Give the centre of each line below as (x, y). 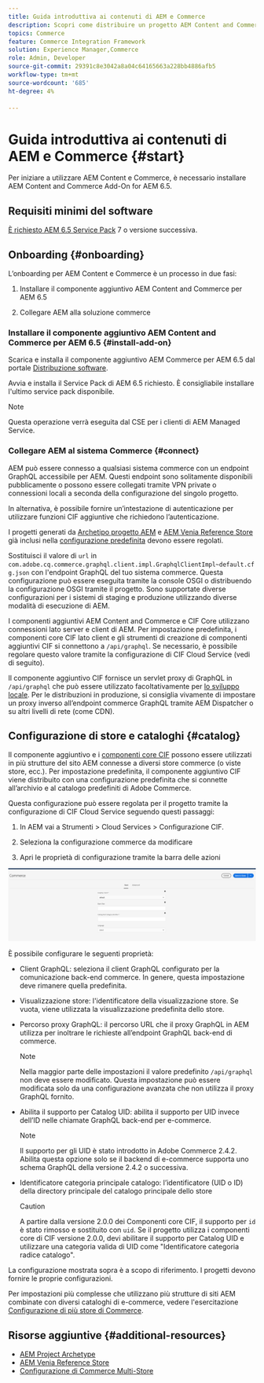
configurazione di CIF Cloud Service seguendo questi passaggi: (111, 812)
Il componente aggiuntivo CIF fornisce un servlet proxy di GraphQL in (121, 678)
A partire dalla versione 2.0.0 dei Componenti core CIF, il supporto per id (137, 1222)
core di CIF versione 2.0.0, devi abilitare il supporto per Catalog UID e (132, 1238)
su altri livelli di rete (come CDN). (62, 711)
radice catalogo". (47, 1255)
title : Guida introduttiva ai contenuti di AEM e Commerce (107, 17)
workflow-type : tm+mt (44, 75)
